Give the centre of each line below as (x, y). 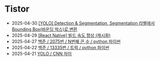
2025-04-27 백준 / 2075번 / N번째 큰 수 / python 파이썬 (66, 41)
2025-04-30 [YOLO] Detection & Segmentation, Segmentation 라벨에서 (83, 23)
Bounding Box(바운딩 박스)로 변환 (44, 29)
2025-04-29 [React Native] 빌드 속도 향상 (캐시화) (61, 35)
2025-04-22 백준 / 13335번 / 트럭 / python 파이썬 (60, 47)
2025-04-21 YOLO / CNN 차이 (42, 53)
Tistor (17, 9)
